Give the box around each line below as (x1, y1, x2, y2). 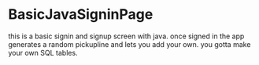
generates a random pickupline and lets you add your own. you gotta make (8, 39, 251, 49)
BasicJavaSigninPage (8, 5, 154, 23)
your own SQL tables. (8, 48, 78, 57)
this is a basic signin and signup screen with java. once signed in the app (8, 31, 245, 41)
